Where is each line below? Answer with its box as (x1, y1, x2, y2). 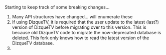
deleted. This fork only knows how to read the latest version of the (12, 35, 149, 41)
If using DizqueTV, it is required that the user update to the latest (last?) (12, 19, 159, 25)
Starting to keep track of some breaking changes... (5, 4, 110, 10)
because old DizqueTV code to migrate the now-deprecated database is (12, 30, 161, 35)
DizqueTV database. (12, 40, 54, 46)
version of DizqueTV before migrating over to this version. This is (12, 24, 146, 30)
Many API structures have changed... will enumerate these (12, 14, 133, 19)
